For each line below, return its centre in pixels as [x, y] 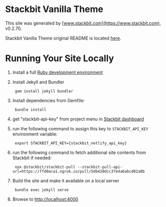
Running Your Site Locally [59, 58]
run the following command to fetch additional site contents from [79, 152]
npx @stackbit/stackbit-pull [45, 167]
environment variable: [35, 134]
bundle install [30, 110]
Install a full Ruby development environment [58, 72]
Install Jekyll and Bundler [38, 82]
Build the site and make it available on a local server [66, 180]
